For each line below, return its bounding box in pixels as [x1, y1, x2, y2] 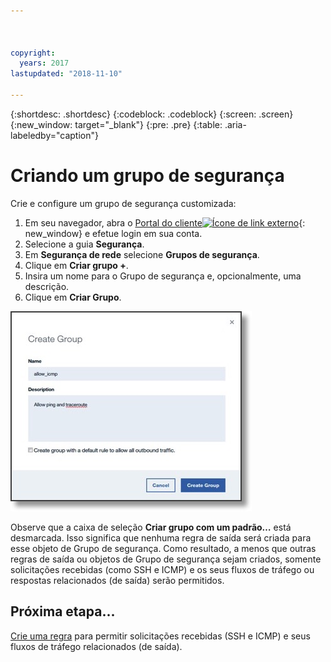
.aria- [224, 118, 247, 130]
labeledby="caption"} [10, 129, 99, 141]
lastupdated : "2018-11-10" [10, 69, 123, 79]
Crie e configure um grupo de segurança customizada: [10, 197, 237, 209]
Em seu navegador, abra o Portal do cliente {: [24, 216, 306, 229]
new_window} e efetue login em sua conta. [24, 227, 203, 239]
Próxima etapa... [10, 603, 116, 620]
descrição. [24, 280, 70, 292]
